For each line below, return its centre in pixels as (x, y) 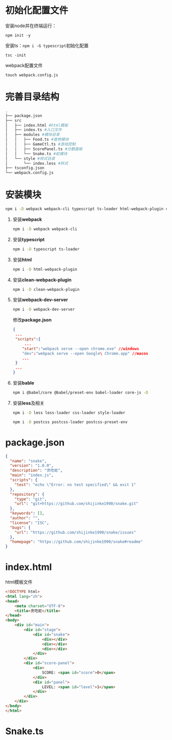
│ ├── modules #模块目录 (33, 135)
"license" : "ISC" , (30, 523)
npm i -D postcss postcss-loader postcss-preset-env (70, 422)
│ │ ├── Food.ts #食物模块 (37, 140)
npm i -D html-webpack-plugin (45, 269)
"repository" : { (27, 494)
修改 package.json (32, 320)
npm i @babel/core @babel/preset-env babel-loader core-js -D (80, 393)
